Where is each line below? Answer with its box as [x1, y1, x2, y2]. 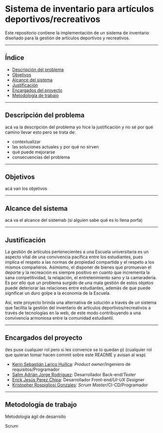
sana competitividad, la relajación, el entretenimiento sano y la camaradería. [5, 275, 157, 280]
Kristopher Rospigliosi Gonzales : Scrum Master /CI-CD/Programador [12, 382, 148, 388]
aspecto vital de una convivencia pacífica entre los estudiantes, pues [5, 254, 143, 260]
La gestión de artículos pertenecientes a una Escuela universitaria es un [5, 249, 149, 254]
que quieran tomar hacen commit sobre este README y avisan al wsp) [5, 352, 146, 358]
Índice [5, 54, 24, 62]
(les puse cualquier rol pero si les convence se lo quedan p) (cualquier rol [5, 346, 152, 352]
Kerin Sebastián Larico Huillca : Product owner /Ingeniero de [12, 361, 131, 367]
